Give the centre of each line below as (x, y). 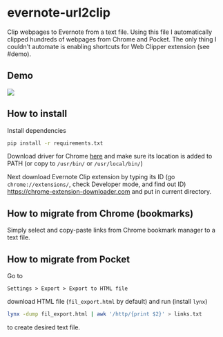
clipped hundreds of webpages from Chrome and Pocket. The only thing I (112, 39)
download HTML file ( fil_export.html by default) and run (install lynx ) (107, 302)
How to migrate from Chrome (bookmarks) (100, 213)
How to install (37, 114)
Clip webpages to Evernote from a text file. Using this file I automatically (110, 32)
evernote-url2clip (59, 13)
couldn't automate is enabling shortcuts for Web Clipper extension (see (108, 46)
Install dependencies (37, 130)
